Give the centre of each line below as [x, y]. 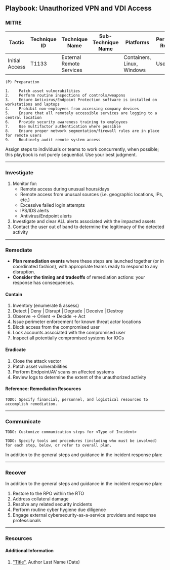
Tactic [16, 42]
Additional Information [30, 550]
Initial [14, 60]
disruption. [24, 272]
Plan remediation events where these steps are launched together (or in [88, 261]
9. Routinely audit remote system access [53, 140]
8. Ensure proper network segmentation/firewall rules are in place [82, 131]
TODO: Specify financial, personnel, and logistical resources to [77, 399]
